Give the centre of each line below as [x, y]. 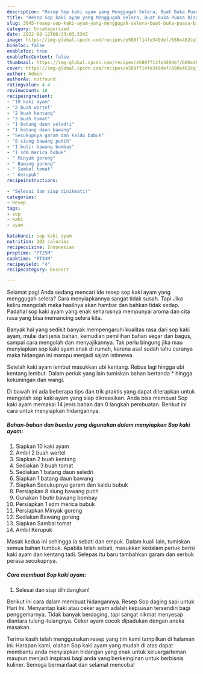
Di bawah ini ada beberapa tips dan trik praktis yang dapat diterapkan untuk [101, 392]
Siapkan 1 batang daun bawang [55, 479]
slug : [14, 23]
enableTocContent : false [38, 57]
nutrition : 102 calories [38, 242]
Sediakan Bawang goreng [48, 517]
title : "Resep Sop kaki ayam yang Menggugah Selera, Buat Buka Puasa [96, 18]
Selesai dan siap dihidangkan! [52, 590]
